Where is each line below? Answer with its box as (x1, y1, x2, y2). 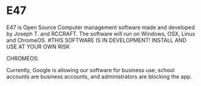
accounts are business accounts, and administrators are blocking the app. (6, 73, 192, 80)
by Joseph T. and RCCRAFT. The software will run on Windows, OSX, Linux (6, 30, 196, 37)
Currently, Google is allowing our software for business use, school (6, 66, 175, 73)
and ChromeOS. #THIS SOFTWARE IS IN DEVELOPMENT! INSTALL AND (6, 36, 187, 44)
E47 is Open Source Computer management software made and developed (6, 24, 195, 31)
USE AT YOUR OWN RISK (6, 43, 70, 50)
